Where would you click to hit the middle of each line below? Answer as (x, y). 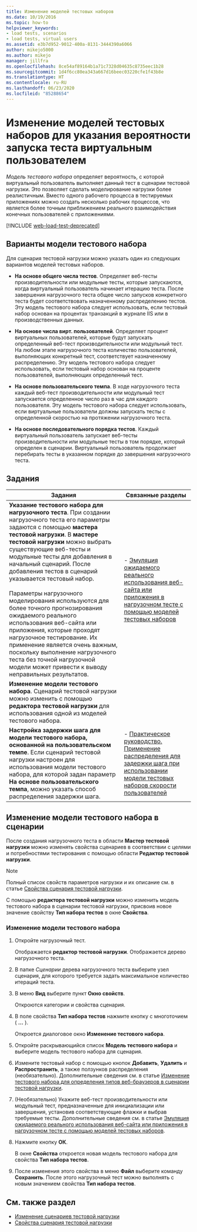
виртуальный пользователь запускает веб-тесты (76, 435)
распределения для (152, 756)
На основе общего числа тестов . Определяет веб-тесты (86, 276)
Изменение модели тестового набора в (82, 817)
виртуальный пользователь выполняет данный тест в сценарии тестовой (98, 182)
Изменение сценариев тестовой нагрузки (67, 1217)
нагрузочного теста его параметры (60, 520)
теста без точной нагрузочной (52, 660)
